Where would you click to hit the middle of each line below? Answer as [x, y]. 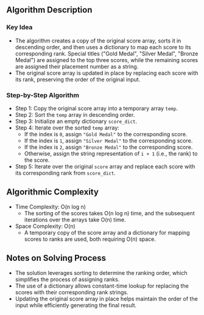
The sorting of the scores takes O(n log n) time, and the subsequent [109, 213]
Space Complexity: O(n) [45, 226]
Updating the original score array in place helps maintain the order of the [106, 299]
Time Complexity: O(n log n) [51, 207]
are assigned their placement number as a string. [77, 66]
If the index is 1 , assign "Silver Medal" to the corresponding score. [108, 140]
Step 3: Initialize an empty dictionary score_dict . [76, 121]
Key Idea [19, 27]
